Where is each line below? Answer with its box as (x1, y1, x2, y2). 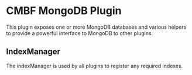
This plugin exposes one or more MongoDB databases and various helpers (6, 23, 187, 30)
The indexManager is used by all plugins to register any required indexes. (6, 62, 183, 69)
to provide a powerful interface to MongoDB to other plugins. (6, 29, 153, 36)
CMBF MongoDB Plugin (6, 4, 122, 18)
